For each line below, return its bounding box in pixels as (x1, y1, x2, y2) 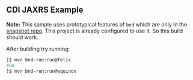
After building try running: (6, 45, 70, 52)
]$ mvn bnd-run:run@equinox (6, 68, 77, 74)
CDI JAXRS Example (6, 5, 84, 15)
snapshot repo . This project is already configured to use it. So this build (6, 27, 183, 34)
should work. (6, 33, 39, 41)
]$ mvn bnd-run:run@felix (6, 57, 71, 63)
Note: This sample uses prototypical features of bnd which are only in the (6, 20, 188, 28)
